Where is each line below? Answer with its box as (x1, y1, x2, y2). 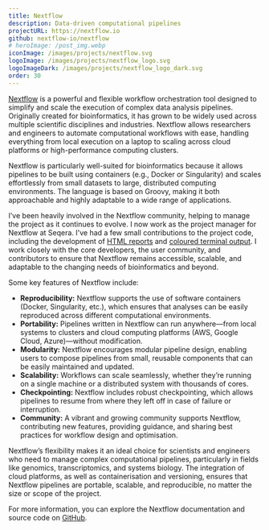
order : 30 (8, 72, 42, 80)
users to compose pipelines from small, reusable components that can (19, 353, 253, 362)
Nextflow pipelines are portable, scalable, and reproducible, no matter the (8, 480, 253, 490)
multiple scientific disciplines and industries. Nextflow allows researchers (8, 119, 251, 129)
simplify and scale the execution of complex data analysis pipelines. (8, 102, 234, 112)
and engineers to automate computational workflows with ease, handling (8, 128, 249, 138)
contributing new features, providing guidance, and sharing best (19, 421, 233, 431)
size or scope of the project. (8, 488, 102, 498)
